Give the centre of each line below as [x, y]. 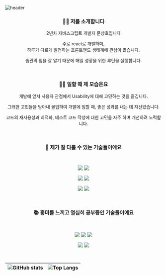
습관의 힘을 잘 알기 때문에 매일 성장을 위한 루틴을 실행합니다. [83, 61]
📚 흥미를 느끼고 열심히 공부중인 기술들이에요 [83, 212]
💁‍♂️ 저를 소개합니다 [83, 21]
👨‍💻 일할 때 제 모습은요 [83, 85]
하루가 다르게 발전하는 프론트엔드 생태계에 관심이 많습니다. [83, 50]
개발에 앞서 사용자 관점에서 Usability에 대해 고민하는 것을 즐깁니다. [83, 96]
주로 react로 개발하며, [83, 44]
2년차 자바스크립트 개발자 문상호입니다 [83, 33]
